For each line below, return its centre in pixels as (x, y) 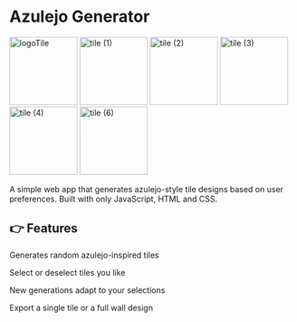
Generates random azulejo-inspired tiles (84, 255)
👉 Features (44, 229)
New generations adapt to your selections (87, 290)
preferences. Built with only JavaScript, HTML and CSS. (114, 199)
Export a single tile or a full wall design (81, 307)
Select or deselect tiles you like (67, 272)
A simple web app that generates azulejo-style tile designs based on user (146, 189)
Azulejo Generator (80, 17)
